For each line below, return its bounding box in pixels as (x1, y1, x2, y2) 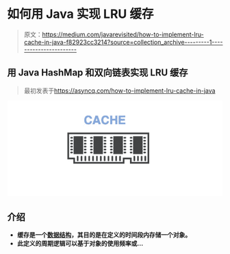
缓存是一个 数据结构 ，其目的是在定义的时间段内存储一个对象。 (16, 231, 192, 239)
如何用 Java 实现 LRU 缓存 (7, 6, 154, 22)
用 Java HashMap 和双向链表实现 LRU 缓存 (7, 67, 188, 79)
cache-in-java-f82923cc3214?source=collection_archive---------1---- (23, 38, 223, 46)
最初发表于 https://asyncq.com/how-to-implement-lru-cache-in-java (23, 86, 216, 95)
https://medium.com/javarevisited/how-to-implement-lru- (42, 30, 204, 38)
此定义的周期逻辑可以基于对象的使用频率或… (16, 240, 144, 248)
